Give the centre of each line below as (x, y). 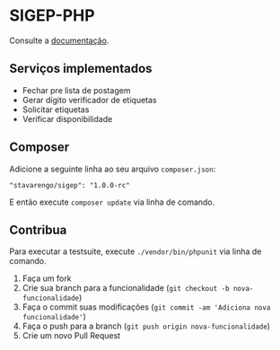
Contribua (38, 230)
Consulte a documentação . (59, 40)
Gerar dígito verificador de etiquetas (89, 100)
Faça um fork (47, 278)
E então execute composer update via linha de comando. (112, 202)
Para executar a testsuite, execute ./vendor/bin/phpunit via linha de (136, 251)
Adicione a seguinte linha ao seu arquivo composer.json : (113, 169)
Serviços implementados (81, 69)
